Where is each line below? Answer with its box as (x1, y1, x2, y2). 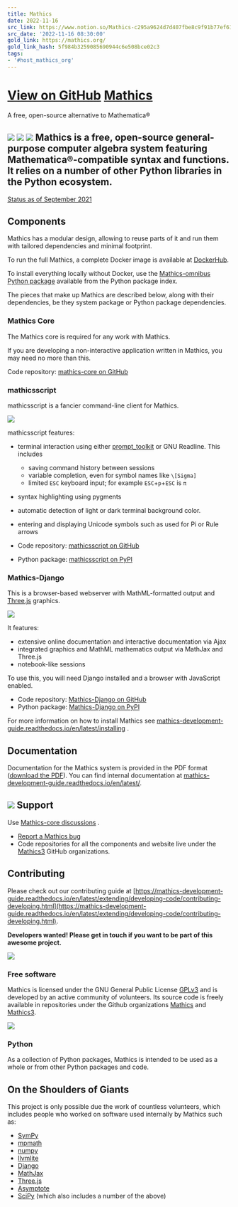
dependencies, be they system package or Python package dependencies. (7, 298, 227, 307)
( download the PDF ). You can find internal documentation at (7, 771, 183, 780)
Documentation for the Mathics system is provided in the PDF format (7, 764, 208, 772)
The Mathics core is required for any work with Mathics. (7, 332, 171, 341)
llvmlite (17, 1154, 39, 1163)
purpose (7, 143, 46, 155)
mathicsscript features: (7, 428, 75, 437)
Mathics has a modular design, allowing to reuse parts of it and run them (7, 234, 219, 243)
